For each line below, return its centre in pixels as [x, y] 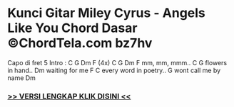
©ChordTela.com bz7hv [80, 43]
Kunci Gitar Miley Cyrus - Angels [106, 13]
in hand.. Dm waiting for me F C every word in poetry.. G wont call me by [114, 70]
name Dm [21, 78]
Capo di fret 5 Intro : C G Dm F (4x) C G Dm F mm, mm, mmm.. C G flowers [117, 62]
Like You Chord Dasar [72, 28]
